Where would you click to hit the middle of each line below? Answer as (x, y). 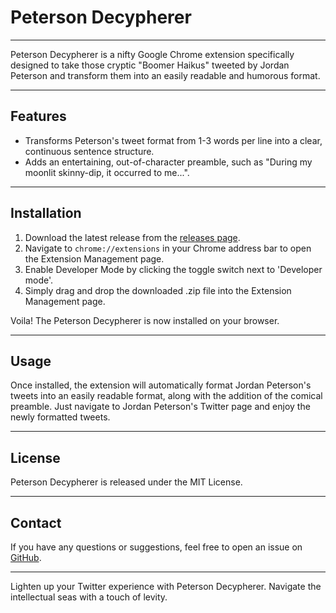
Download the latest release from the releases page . (132, 237)
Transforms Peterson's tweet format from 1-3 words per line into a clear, (173, 140)
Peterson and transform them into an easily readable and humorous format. (165, 75)
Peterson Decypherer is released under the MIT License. (126, 482)
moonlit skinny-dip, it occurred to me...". (107, 172)
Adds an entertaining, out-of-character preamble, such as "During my (168, 162)
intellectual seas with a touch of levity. (89, 597)
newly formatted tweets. (60, 417)
